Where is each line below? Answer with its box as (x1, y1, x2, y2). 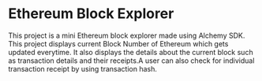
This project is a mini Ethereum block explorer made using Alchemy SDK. (8, 31, 245, 40)
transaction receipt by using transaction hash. (8, 64, 158, 73)
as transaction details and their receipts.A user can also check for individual (8, 56, 255, 65)
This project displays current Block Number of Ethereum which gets (8, 39, 229, 48)
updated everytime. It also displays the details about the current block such (8, 47, 254, 57)
